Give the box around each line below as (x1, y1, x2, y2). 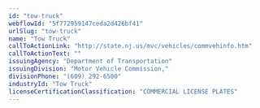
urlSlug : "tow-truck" (8, 27, 82, 35)
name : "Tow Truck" (8, 34, 71, 43)
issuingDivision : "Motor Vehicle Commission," (8, 65, 169, 73)
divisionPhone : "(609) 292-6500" (8, 72, 122, 80)
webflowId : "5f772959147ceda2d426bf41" (8, 19, 144, 28)
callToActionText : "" (8, 50, 82, 58)
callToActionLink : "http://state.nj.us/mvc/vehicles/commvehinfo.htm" (8, 42, 253, 50)
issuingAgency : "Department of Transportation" (8, 58, 173, 66)
